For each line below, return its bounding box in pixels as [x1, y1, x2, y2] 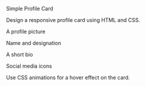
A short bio [6, 51, 34, 58]
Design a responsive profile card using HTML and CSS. [6, 17, 141, 23]
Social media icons [6, 62, 52, 69]
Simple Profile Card [6, 5, 53, 12]
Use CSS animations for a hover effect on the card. [6, 74, 130, 81]
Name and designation [6, 40, 61, 46]
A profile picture [6, 28, 46, 35]
